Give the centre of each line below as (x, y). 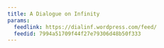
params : (19, 20)
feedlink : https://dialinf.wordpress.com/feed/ (86, 27)
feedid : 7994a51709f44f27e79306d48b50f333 (77, 34)
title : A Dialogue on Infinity (54, 14)
